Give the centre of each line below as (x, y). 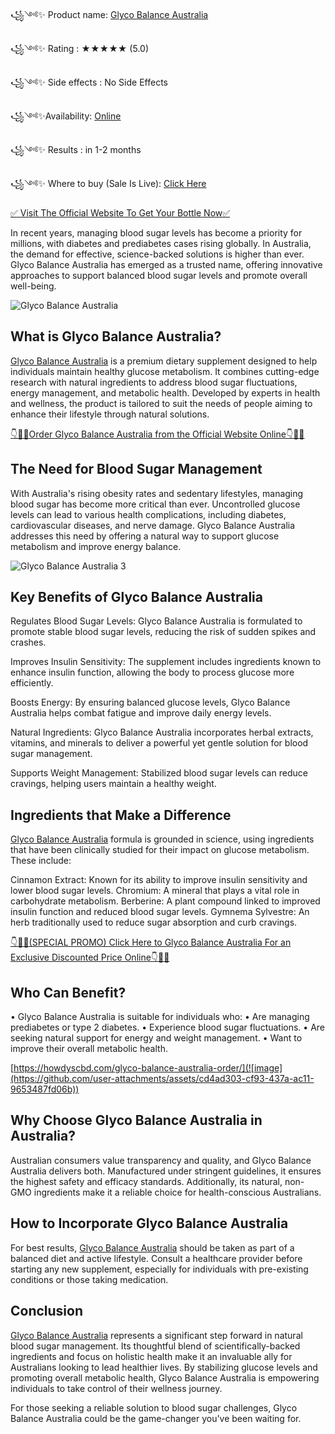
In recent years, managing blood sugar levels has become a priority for (156, 233)
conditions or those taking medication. (89, 1279)
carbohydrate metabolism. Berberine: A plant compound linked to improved (165, 901)
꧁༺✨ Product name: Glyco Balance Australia (109, 14)
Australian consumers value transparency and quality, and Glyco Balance (161, 1160)
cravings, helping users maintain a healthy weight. (113, 784)
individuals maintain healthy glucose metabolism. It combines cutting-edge (165, 371)
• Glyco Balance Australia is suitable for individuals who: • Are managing (160, 1017)
